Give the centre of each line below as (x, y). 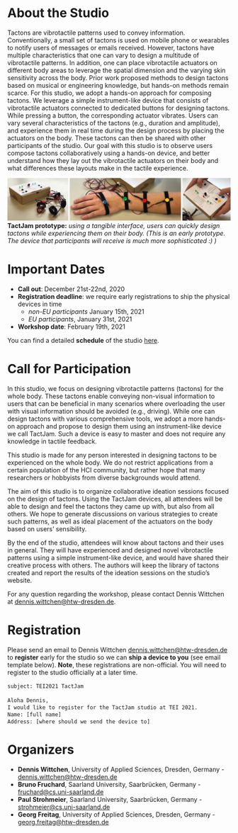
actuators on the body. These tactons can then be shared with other (107, 138)
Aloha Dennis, (28, 700)
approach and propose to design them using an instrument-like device (119, 426)
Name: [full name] (34, 714)
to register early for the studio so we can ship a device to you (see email (114, 657)
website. (20, 580)
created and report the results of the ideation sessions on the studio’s (109, 572)
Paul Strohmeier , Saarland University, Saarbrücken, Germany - (110, 799)
